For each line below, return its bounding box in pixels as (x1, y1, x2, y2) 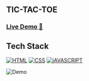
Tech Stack (6, 41, 49, 51)
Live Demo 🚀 (6, 23, 43, 31)
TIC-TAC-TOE (6, 5, 58, 15)
